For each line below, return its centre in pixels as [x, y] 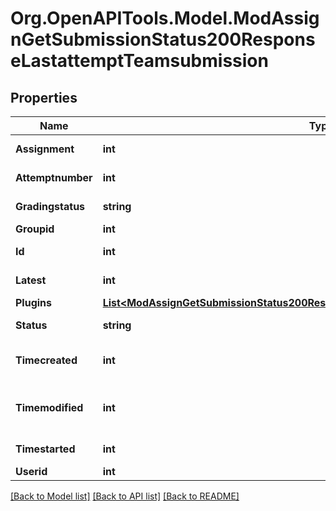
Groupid [35, 229]
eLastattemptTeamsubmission [139, 61]
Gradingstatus [50, 206]
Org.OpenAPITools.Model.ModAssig [165, 18]
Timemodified [49, 407]
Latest [31, 280]
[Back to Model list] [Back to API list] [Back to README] [125, 496]
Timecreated [46, 360]
